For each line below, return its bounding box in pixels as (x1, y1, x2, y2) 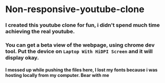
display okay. (5, 54, 39, 61)
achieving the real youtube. (5, 28, 75, 35)
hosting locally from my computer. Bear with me (5, 72, 109, 78)
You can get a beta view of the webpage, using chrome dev (5, 41, 155, 49)
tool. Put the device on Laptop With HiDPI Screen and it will (5, 48, 153, 55)
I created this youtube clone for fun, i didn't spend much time (5, 22, 160, 29)
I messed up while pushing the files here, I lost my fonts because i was (5, 67, 158, 73)
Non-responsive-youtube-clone (5, 4, 145, 15)
